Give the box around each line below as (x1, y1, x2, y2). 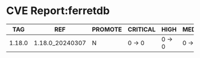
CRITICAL (127, 25, 156, 33)
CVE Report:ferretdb (6, 4, 110, 18)
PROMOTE (92, 25, 122, 33)
